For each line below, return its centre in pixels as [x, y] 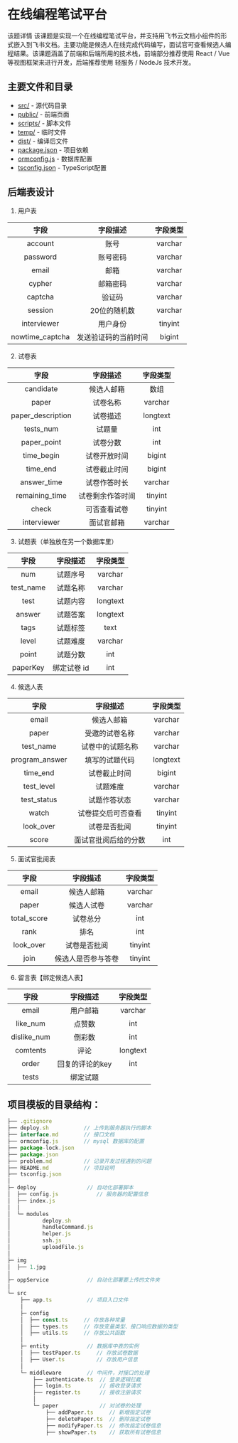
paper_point [41, 442]
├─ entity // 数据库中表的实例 [80, 1346]
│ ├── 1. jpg [27, 1267]
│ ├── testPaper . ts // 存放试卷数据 [79, 1353]
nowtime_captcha [40, 336]
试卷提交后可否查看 [110, 813]
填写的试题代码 [110, 760]
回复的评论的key [85, 1064]
